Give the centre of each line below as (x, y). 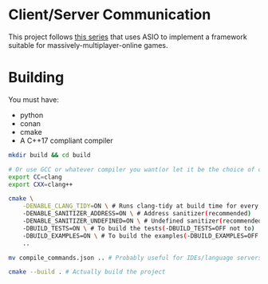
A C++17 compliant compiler (66, 140)
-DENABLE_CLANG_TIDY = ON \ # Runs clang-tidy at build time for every (141, 206)
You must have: (34, 99)
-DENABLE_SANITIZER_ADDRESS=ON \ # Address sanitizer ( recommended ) (137, 214)
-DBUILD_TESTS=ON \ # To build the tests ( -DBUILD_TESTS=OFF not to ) (139, 228)
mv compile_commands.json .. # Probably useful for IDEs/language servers (135, 258)
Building (36, 78)
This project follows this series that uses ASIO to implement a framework (128, 37)
